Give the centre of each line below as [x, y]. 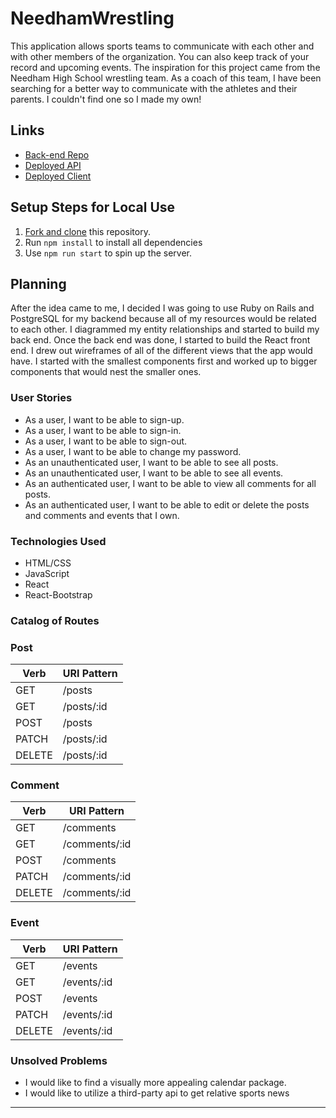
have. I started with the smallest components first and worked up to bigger [164, 361]
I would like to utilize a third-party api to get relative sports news [157, 1093]
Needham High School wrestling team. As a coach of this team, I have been [166, 78]
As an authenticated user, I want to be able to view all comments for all [170, 483]
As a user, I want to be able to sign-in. [103, 430]
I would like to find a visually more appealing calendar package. [155, 1083]
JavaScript [47, 573]
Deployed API [53, 165]
